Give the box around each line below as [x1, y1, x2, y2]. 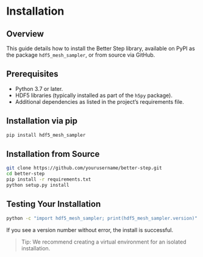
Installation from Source [6, 148, 100, 159]
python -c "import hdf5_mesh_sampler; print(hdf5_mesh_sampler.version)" [6, 215, 198, 221]
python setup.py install [6, 182, 69, 188]
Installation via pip [6, 116, 78, 126]
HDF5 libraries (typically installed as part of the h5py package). [15, 92, 173, 99]
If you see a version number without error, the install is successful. [6, 226, 174, 233]
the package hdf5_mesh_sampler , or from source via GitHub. [6, 51, 155, 59]
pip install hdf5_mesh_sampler [6, 132, 86, 138]
